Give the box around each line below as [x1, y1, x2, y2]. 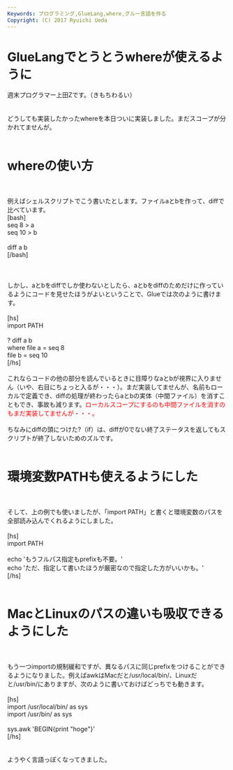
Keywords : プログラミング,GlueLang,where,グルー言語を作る [7, 10, 167, 17]
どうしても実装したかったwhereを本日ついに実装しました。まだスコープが [7, 115, 220, 123]
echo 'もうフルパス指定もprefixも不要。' [7, 555, 123, 563]
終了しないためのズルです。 [37, 434, 117, 442]
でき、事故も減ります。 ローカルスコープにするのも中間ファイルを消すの [19, 400, 226, 409]
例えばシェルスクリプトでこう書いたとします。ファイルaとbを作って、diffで [7, 197, 225, 205]
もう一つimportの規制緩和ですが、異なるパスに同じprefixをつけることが [7, 662, 213, 671]
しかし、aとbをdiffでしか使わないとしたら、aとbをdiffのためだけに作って [7, 281, 218, 290]
